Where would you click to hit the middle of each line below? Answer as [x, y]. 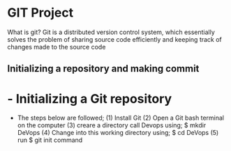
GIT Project [40, 13]
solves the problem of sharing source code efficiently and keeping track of [114, 39]
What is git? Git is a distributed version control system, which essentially [111, 32]
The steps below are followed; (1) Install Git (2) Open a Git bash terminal [121, 118]
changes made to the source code [57, 47]
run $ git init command [50, 140]
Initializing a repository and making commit [103, 69]
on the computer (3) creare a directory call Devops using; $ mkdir [112, 125]
